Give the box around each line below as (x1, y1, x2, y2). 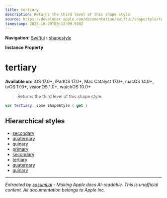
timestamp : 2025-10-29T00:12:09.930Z (5, 21, 83, 26)
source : (5, 16, 21, 21)
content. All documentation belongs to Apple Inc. (5, 187, 105, 193)
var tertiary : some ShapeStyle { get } (5, 103, 88, 108)
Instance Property (5, 44, 44, 50)
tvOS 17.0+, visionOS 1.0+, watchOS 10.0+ (5, 84, 91, 90)
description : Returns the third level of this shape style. (5, 12, 133, 17)
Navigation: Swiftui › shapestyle (5, 35, 72, 41)
